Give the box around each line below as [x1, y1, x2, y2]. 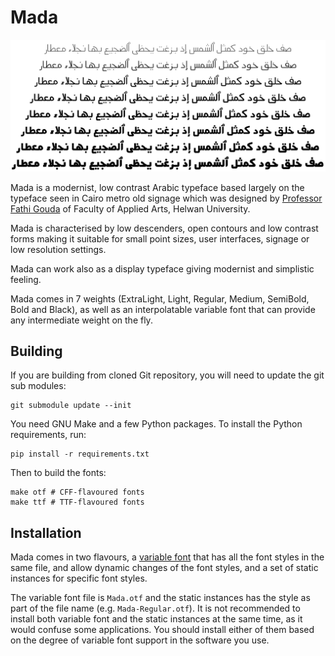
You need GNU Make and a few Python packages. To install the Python [10, 418, 303, 430]
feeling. [10, 273, 42, 285]
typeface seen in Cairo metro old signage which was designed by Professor [10, 192, 323, 204]
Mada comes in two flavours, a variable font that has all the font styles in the [10, 551, 325, 563]
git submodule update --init [10, 401, 132, 411]
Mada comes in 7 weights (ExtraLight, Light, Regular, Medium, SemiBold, [10, 292, 310, 305]
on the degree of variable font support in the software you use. [10, 634, 270, 646]
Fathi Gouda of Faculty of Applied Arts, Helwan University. [10, 202, 251, 215]
